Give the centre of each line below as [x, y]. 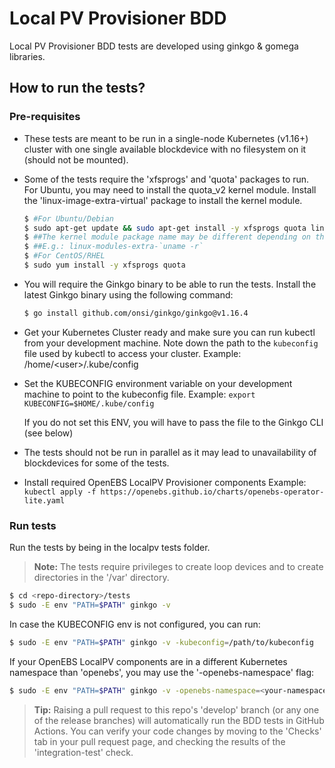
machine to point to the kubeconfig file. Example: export [139, 394]
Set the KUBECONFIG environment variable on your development [158, 383]
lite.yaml [44, 500]
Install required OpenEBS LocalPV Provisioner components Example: [165, 482]
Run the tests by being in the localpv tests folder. [110, 548]
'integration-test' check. [83, 752]
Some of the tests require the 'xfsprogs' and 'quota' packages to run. [166, 179]
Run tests [33, 525]
